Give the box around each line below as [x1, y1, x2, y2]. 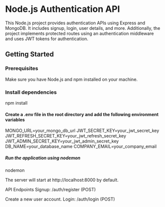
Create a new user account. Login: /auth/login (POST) [5, 196, 115, 202]
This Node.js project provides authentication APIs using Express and [5, 20, 146, 26]
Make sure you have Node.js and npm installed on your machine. [5, 76, 138, 82]
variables [5, 117, 25, 123]
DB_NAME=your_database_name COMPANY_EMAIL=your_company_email [5, 143, 157, 149]
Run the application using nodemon [5, 155, 81, 161]
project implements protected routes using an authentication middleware [5, 30, 154, 36]
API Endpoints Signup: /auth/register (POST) [5, 187, 96, 193]
